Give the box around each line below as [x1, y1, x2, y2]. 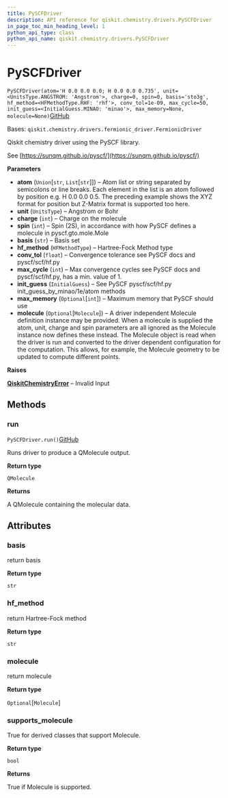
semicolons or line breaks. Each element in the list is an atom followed [16, 186, 214, 194]
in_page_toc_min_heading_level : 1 [7, 23, 106, 29]
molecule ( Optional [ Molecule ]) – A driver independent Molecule [16, 309, 197, 317]
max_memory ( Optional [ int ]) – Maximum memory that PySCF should [16, 295, 214, 303]
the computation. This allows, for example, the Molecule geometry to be [16, 345, 220, 353]
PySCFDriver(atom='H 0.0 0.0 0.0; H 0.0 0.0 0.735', [7, 88, 160, 95]
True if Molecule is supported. [7, 783, 92, 791]
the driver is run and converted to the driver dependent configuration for [16, 338, 221, 347]
